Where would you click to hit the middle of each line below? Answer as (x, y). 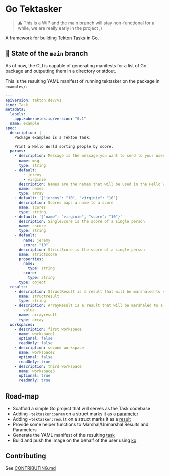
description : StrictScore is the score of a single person (81, 250)
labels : (18, 114)
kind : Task (17, 105)
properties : (31, 259)
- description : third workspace (48, 366)
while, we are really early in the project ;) (60, 28)
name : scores (32, 207)
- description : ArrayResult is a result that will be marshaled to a (89, 306)
